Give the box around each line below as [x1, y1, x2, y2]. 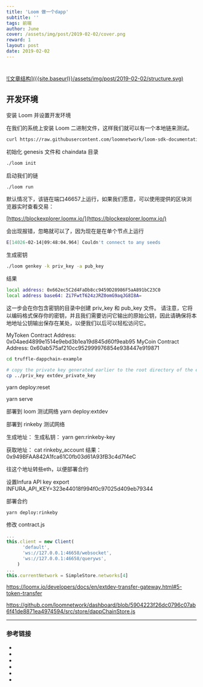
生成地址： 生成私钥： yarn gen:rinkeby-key [6, 433, 116, 441]
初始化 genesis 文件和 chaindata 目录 [6, 148, 98, 155]
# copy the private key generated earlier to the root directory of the [6, 366, 193, 373]
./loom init [6, 160, 36, 166]
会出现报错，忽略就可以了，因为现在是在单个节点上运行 [6, 228, 144, 235]
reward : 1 [6, 37, 31, 43]
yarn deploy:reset [6, 383, 50, 391]
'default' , [22, 545, 50, 551]
